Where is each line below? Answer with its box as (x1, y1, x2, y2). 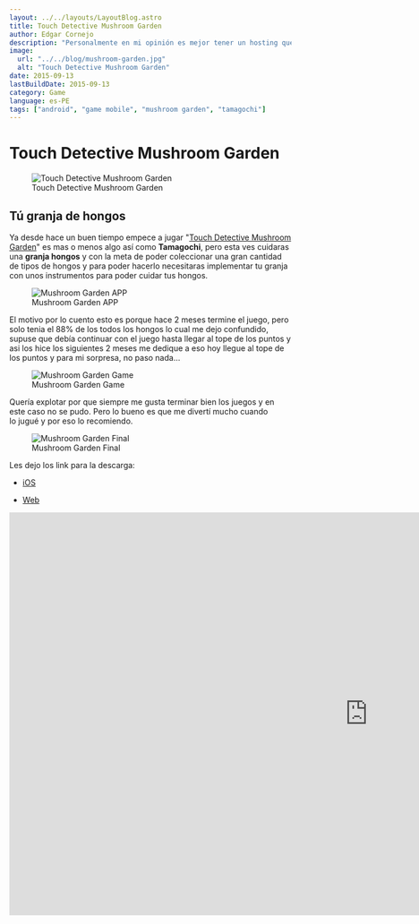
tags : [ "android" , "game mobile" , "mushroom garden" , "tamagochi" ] (9, 105, 267, 114)
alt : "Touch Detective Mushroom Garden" (17, 64, 170, 73)
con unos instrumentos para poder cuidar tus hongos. (9, 270, 209, 280)
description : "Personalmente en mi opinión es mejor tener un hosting (9, 38, 278, 47)
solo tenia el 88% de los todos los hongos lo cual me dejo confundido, (9, 324, 269, 334)
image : (9, 47, 34, 56)
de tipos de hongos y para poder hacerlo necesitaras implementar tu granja (9, 261, 288, 271)
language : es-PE (9, 96, 70, 106)
